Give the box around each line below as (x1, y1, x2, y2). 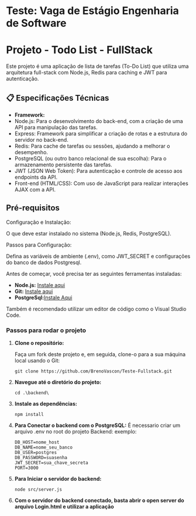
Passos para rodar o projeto (6, 326, 87, 334)
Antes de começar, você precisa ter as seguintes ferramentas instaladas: (6, 270, 182, 277)
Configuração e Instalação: (6, 218, 71, 225)
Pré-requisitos (6, 203, 60, 213)
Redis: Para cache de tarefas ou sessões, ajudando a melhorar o (14, 142, 170, 149)
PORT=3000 (14, 465, 39, 471)
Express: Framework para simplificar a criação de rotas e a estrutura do (14, 130, 188, 137)
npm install (14, 412, 44, 418)
